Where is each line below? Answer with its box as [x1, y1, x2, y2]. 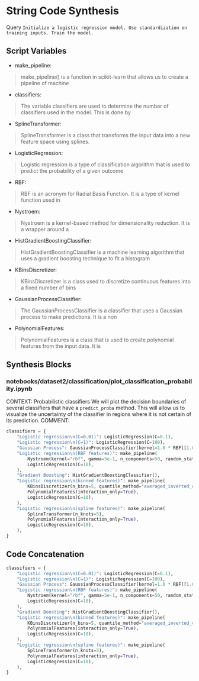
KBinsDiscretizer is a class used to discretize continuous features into [20, 277, 191, 285]
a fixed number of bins [20, 284, 76, 291]
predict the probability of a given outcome [20, 167, 124, 174]
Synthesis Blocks [6, 360, 72, 370]
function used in [20, 196, 61, 204]
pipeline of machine [20, 79, 69, 86]
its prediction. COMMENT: [6, 417, 70, 424]
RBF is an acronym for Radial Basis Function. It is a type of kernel [20, 190, 179, 197]
